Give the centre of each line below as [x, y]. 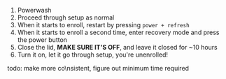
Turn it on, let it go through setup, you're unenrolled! [93, 55]
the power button [42, 40]
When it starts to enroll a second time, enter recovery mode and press [118, 32]
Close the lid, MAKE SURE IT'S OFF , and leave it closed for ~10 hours [118, 47]
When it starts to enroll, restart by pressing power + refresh [104, 25]
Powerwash [34, 10]
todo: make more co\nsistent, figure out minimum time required [98, 68]
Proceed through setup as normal [66, 17]
